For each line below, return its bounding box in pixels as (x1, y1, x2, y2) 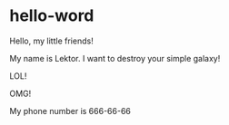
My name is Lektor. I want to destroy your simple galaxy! (9, 53, 221, 63)
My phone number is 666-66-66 (9, 105, 132, 116)
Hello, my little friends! (9, 35, 94, 46)
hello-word (9, 5, 95, 26)
